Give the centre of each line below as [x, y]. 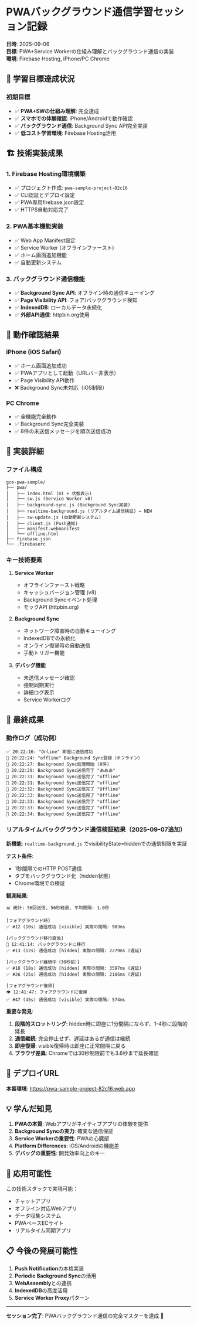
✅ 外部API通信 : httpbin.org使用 [52, 315]
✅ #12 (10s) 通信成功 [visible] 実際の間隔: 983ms [66, 927]
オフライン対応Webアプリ [46, 1208]
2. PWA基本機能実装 [35, 226]
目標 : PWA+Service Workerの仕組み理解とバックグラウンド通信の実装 [90, 51]
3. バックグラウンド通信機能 [45, 279]
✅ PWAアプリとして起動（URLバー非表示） [67, 373]
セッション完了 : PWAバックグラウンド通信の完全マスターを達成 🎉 [85, 1316]
